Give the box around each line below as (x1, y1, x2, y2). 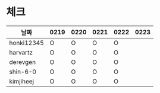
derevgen (9, 57, 36, 66)
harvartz (9, 48, 33, 56)
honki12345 (9, 39, 45, 47)
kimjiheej (9, 77, 34, 85)
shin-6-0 (9, 68, 37, 76)
